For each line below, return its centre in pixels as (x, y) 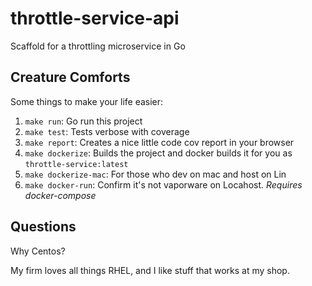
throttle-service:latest (76, 164)
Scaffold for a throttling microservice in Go (98, 46)
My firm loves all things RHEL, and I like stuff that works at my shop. (150, 270)
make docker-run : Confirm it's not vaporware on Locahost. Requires (163, 184)
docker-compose (60, 195)
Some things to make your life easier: (87, 101)
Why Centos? (38, 251)
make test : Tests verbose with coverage (107, 131)
